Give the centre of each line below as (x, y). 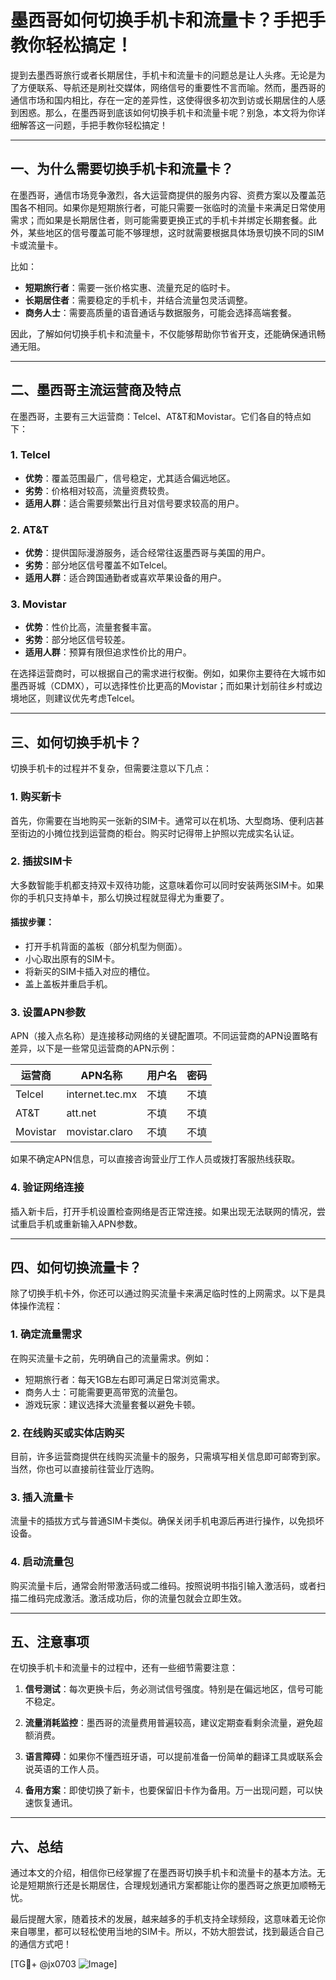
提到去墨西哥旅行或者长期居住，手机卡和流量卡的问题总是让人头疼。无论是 (163, 75)
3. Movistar (38, 604)
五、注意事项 (50, 1642)
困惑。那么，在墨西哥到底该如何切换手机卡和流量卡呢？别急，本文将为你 (167, 112)
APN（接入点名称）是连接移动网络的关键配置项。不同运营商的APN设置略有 (164, 1036)
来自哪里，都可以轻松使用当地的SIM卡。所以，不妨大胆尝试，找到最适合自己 (167, 1932)
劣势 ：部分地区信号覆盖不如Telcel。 (98, 565)
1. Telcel (30, 455)
